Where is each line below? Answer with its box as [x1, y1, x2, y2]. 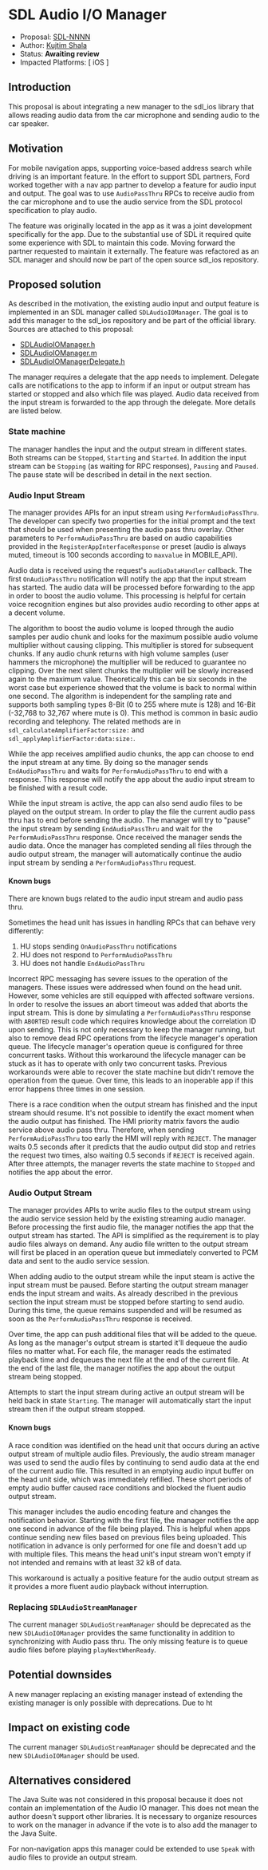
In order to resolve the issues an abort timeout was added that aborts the [8, 1000, 249, 1009]
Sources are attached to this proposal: [8, 325, 134, 334]
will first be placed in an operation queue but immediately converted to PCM [8, 1248, 258, 1257]
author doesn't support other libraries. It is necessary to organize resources [8, 1812, 258, 1821]
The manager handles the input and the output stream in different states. [8, 444, 247, 454]
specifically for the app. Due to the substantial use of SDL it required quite [8, 229, 251, 239]
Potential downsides [8, 1668, 112, 1682]
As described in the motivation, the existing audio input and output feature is [8, 299, 260, 309]
